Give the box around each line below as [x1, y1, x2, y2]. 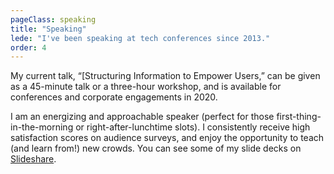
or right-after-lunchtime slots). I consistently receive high [75, 121, 311, 133]
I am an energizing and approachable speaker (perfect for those [10, 111, 275, 123]
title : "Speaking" [10, 24, 87, 34]
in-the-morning [10, 121, 74, 133]
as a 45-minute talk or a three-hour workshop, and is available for [10, 81, 282, 93]
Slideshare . [10, 153, 57, 165]
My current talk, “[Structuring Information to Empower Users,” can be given [10, 70, 321, 82]
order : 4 [10, 42, 47, 53]
